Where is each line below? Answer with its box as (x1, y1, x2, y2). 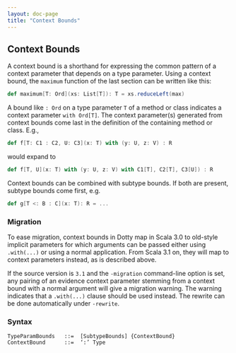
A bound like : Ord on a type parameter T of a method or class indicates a (7, 103, 222, 112)
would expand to (7, 153, 57, 161)
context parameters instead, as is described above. (7, 255, 157, 264)
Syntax (7, 317, 33, 327)
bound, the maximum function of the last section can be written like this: (7, 77, 212, 86)
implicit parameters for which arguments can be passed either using (7, 241, 206, 249)
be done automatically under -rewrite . (7, 299, 120, 308)
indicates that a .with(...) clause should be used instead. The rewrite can (7, 291, 225, 301)
